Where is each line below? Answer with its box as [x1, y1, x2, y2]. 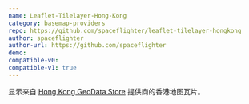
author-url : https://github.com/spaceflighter [8, 42, 167, 50]
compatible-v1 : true [8, 64, 78, 72]
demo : [8, 49, 26, 57]
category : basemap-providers [8, 19, 106, 27]
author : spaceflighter [8, 34, 84, 42]
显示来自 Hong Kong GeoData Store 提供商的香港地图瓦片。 [8, 86, 205, 96]
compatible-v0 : [8, 57, 59, 65]
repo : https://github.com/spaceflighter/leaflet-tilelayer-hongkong [8, 26, 242, 34]
